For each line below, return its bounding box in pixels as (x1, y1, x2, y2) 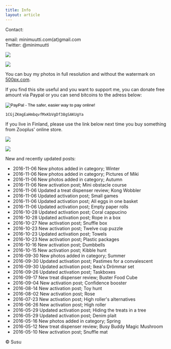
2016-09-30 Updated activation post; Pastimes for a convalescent (12, 258, 153, 264)
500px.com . (5, 76, 31, 83)
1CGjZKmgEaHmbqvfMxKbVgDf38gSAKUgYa (5, 112, 84, 117)
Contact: (5, 26, 24, 32)
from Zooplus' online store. (5, 126, 63, 132)
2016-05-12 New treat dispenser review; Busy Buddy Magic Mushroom (12, 323, 163, 330)
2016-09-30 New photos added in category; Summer (12, 252, 126, 259)
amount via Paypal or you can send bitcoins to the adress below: (5, 92, 142, 98)
